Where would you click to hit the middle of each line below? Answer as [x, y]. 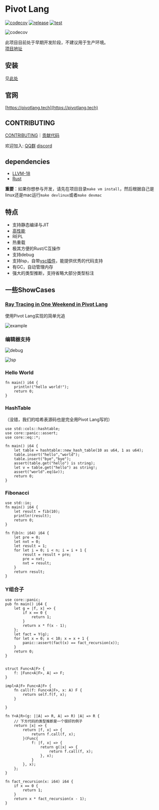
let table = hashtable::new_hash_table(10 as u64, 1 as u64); [79, 450]
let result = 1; [31, 546]
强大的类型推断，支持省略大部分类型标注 [53, 273]
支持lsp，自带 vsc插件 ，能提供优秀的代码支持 [57, 261]
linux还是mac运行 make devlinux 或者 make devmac [53, 195]
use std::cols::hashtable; [33, 429]
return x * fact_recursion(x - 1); [50, 799]
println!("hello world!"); [41, 387]
